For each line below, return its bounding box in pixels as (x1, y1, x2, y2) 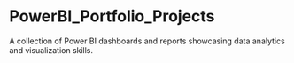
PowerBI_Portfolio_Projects (9, 6, 215, 27)
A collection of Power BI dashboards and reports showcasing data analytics (9, 35, 285, 46)
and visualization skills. (9, 44, 94, 55)
